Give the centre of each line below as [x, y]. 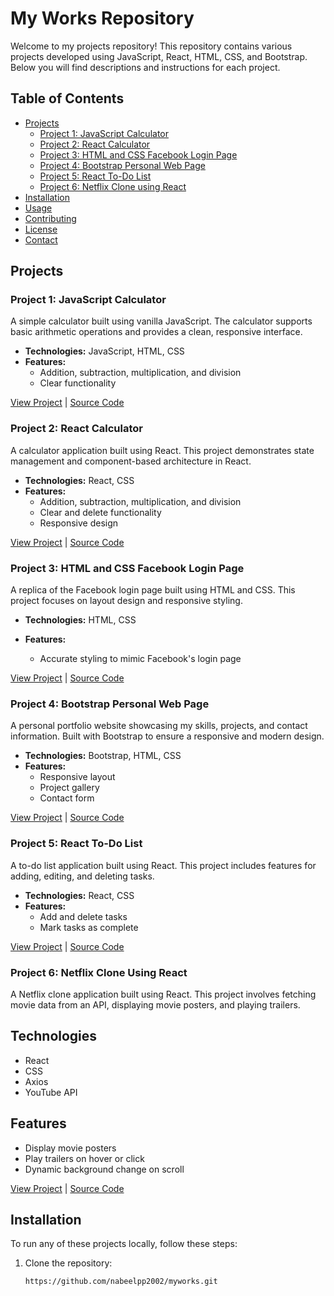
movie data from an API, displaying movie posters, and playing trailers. [155, 1004]
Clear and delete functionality [100, 512]
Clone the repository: [68, 1263]
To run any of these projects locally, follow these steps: [124, 1244]
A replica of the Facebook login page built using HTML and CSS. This [153, 590]
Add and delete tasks [83, 916]
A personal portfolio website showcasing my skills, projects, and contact [159, 726]
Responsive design [79, 523]
